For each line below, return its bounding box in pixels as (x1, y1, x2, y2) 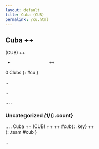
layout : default (5, 7, 40, 13)
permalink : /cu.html (5, 17, 49, 22)
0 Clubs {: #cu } (5, 70, 39, 76)
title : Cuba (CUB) (5, 12, 44, 17)
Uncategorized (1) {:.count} (5, 112, 74, 119)
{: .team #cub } (5, 129, 37, 135)
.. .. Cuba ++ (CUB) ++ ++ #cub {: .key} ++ (5, 123, 94, 130)
